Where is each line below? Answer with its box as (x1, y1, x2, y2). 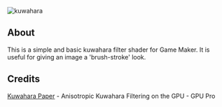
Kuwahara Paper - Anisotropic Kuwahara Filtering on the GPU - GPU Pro (7, 92, 216, 100)
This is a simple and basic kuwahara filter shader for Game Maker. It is (7, 45, 210, 54)
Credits (7, 73, 41, 85)
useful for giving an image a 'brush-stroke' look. (7, 52, 146, 61)
